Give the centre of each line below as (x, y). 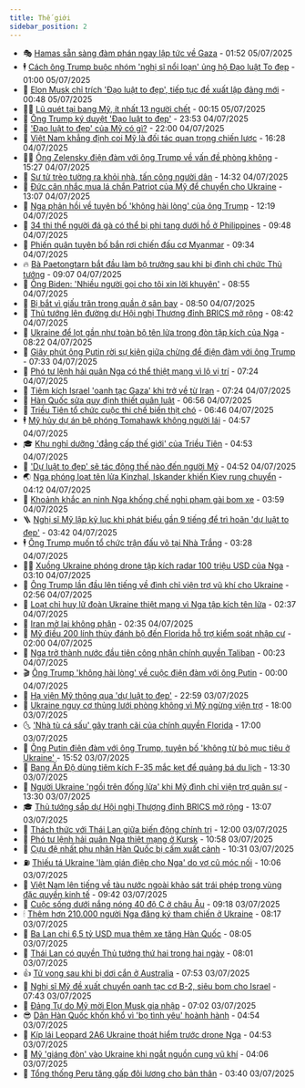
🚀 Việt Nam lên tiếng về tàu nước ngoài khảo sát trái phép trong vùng (152, 885)
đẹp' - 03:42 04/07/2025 (70, 532)
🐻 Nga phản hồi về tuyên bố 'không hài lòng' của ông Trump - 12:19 (149, 205)
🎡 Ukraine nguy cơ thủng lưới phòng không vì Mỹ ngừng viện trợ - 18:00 (157, 705)
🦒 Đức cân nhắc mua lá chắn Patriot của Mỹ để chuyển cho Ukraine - (152, 186)
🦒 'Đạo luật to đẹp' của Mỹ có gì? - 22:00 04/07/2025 (123, 128)
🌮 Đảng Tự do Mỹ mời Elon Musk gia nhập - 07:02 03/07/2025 (139, 1005)
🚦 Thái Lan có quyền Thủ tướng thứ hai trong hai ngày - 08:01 (137, 953)
